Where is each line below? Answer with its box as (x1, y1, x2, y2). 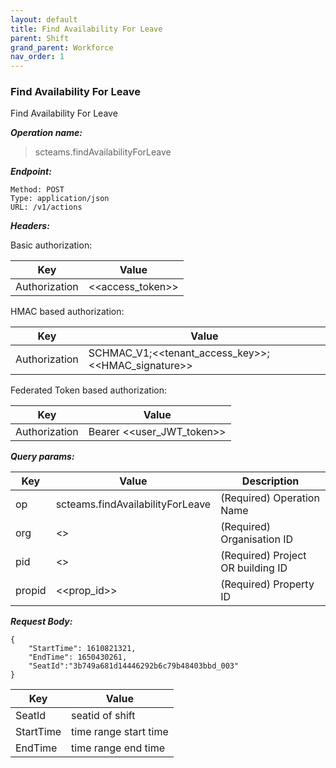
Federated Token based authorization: (10, 384, 168, 396)
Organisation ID (220, 532, 293, 546)
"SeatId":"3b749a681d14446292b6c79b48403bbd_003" (28, 661, 240, 671)
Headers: (10, 220, 50, 232)
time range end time (71, 741, 166, 755)
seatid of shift (71, 709, 136, 723)
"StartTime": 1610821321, (28, 644, 137, 654)
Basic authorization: (10, 239, 93, 251)
